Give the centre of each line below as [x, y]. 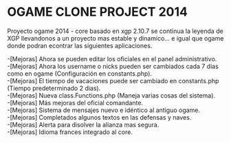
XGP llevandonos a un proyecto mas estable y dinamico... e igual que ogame [115, 38]
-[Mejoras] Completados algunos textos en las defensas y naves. [99, 117]
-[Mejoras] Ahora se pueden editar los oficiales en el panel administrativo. [112, 58]
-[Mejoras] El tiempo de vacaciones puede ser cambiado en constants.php [113, 80]
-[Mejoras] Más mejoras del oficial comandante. [75, 102]
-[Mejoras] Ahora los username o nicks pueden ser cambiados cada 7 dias [113, 66]
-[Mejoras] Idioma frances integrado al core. [70, 132]
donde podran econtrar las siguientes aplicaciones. [80, 45]
